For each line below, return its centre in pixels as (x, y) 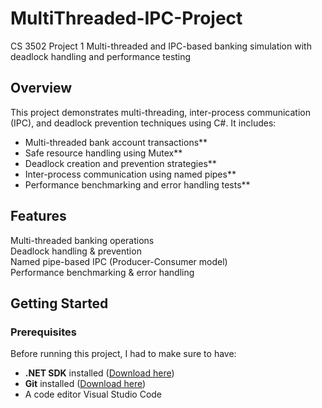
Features (38, 216)
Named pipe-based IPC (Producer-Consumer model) (119, 261)
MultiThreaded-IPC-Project (126, 18)
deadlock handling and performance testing (101, 56)
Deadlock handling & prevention (76, 251)
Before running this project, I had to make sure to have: (123, 354)
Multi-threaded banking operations (82, 240)
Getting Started (59, 303)
